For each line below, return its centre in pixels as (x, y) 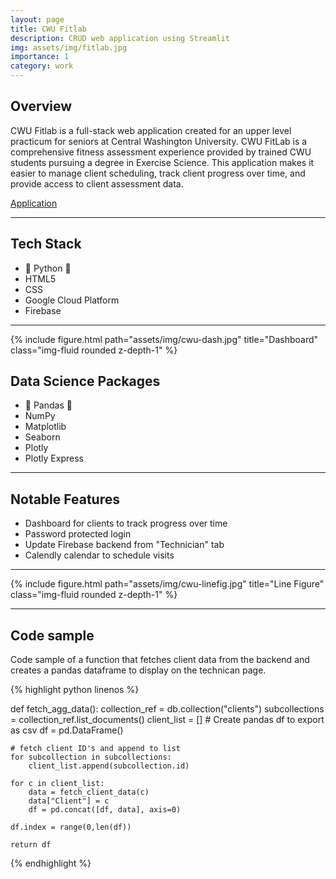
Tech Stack (46, 244)
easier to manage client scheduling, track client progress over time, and (158, 173)
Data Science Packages (85, 381)
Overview (41, 106)
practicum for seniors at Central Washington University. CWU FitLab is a (159, 141)
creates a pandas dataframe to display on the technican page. (138, 670)
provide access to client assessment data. (97, 183)
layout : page (37, 19)
